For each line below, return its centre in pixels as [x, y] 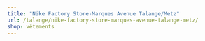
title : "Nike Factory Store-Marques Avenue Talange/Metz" [93, 14]
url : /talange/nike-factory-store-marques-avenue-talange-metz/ [103, 20]
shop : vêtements [31, 26]
